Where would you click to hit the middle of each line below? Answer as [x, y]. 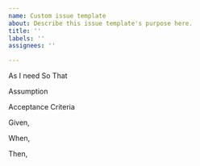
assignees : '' [32, 46]
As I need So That [38, 76]
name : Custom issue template [57, 16]
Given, [19, 122]
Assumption [28, 91]
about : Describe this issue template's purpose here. [101, 23]
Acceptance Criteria [42, 107]
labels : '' [27, 38]
